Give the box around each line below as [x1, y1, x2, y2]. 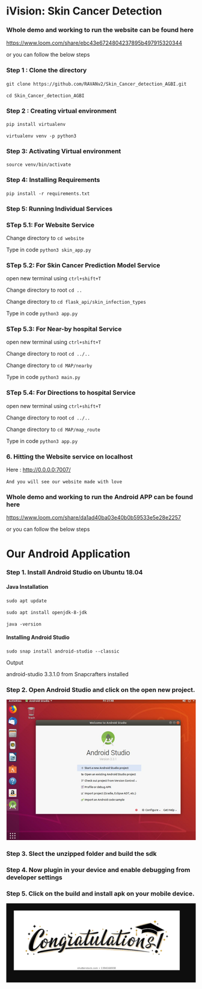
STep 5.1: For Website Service [6, 221, 95, 229]
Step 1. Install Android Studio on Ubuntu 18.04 [6, 568, 143, 577]
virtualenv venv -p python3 [6, 133, 77, 139]
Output [6, 659, 23, 666]
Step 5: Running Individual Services [6, 204, 113, 213]
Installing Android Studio [6, 634, 70, 641]
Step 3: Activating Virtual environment [6, 147, 121, 155]
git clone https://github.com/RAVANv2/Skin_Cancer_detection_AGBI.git [6, 81, 187, 87]
